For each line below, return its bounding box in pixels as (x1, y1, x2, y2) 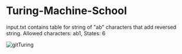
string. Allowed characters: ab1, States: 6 (6, 29, 106, 36)
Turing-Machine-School (6, 4, 127, 18)
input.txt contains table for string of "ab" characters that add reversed (6, 23, 177, 31)
